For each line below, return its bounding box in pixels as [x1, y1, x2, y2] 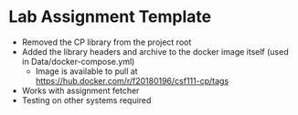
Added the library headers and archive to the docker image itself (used [21, 46, 289, 57]
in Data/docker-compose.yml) [21, 56, 135, 67]
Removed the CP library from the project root [21, 37, 192, 47]
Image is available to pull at [35, 66, 138, 77]
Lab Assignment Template [8, 6, 212, 27]
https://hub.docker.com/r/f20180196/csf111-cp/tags [35, 75, 229, 86]
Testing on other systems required [21, 94, 152, 106]
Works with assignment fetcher [21, 85, 140, 96]
